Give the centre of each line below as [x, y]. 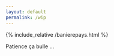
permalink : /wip [26, 17]
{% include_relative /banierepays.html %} [57, 34]
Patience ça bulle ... [30, 46]
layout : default [26, 12]
